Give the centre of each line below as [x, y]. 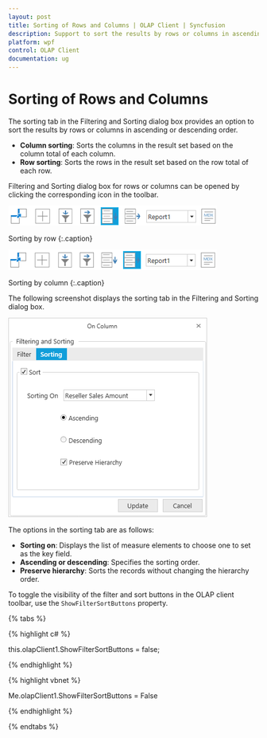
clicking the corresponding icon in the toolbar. [83, 194]
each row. [36, 171]
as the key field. [46, 553]
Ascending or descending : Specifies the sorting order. [110, 562]
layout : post [30, 17]
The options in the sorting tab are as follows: [81, 529]
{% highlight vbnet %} [44, 680]
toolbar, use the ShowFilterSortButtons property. [88, 603]
